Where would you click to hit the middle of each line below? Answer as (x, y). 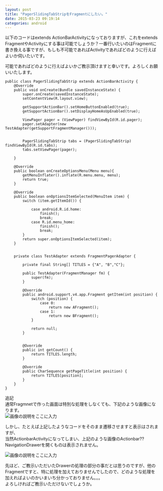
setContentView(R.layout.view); (55, 99)
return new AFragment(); (73, 307)
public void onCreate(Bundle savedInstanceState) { (67, 90)
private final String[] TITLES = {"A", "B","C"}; (74, 265)
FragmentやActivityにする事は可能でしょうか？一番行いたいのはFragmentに (81, 44)
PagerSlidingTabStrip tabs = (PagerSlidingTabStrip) (77, 141)
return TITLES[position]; (57, 376)
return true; (36, 180)
